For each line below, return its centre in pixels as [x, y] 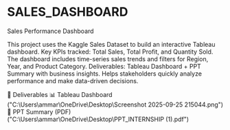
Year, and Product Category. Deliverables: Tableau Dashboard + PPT [104, 66]
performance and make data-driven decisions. [73, 80]
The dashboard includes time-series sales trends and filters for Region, [108, 58]
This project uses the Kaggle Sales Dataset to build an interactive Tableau [111, 44]
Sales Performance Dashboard [50, 31]
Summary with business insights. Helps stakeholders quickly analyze [105, 74]
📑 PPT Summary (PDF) [39, 111]
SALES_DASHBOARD [68, 12]
